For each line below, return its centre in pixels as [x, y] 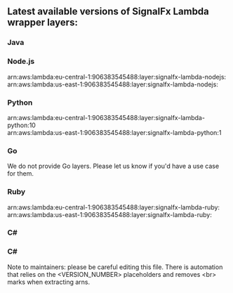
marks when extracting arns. [49, 282]
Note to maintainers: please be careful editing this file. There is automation [115, 267]
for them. [20, 174]
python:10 [22, 125]
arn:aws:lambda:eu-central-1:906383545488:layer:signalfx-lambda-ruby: [113, 207]
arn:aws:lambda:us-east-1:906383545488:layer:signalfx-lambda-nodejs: [113, 84]
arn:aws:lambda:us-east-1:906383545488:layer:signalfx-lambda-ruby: [109, 214]
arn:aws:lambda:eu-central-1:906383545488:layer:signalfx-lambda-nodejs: [117, 77]
